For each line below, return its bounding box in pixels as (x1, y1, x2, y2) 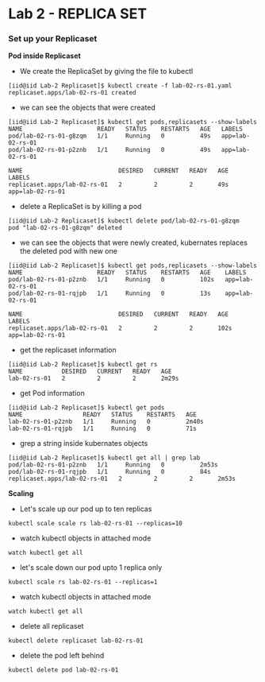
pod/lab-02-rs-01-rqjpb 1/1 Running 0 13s (8, 289, 212, 298)
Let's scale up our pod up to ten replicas (19, 504, 152, 513)
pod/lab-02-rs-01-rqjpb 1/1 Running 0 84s (8, 468, 212, 476)
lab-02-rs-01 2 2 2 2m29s (8, 374, 179, 382)
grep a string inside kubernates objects (19, 439, 148, 448)
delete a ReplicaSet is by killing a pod (19, 202, 142, 211)
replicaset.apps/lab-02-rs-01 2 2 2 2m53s (8, 475, 236, 483)
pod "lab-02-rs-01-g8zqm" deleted (8, 224, 123, 232)
